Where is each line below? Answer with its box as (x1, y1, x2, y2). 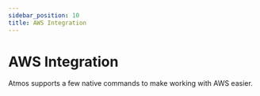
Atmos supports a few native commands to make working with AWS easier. (8, 79, 254, 88)
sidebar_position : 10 (8, 11, 80, 20)
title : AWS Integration (8, 19, 87, 27)
